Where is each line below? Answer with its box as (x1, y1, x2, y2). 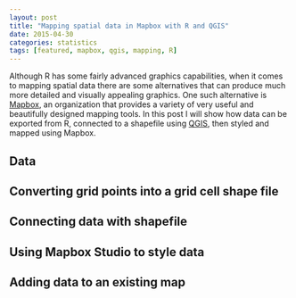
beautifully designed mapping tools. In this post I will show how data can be (9, 109, 288, 120)
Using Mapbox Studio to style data (9, 244, 205, 260)
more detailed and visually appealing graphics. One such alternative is (9, 90, 267, 101)
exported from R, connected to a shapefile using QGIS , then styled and (9, 118, 269, 129)
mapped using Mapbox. (9, 128, 96, 138)
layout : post (9, 12, 58, 22)
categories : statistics (9, 37, 98, 47)
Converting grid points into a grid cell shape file (9, 184, 279, 199)
